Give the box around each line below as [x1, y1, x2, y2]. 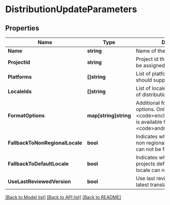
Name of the [136, 47, 165, 54]
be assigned [136, 62, 165, 69]
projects [136, 160, 156, 167]
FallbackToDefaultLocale [8, 160, 69, 167]
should [136, 77, 152, 83]
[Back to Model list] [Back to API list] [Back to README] [5, 194, 121, 200]
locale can [136, 166, 160, 174]
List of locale [136, 85, 166, 92]
